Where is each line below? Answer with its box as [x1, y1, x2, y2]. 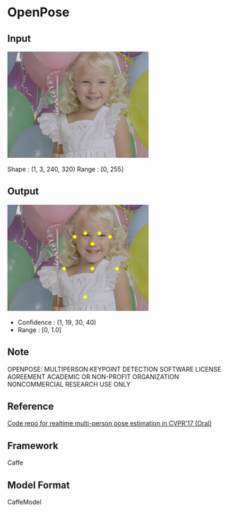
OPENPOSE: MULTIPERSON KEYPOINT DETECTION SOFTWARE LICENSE [7, 365, 222, 373]
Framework [7, 440, 59, 452]
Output [7, 186, 39, 198]
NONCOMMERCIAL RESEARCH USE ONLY [7, 380, 131, 388]
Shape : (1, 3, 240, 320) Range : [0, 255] [7, 165, 124, 173]
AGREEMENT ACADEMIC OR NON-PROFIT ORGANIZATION [7, 372, 179, 381]
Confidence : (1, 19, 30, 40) [17, 318, 97, 326]
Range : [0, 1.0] [17, 325, 62, 334]
